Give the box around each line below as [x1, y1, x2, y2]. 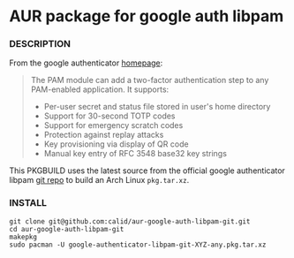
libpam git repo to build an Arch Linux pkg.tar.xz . [9, 175, 190, 186]
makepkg [9, 232, 38, 241]
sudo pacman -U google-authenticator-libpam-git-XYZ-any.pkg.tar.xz [9, 240, 267, 249]
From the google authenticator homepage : [9, 57, 163, 68]
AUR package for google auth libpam [9, 6, 284, 27]
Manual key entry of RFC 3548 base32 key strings [43, 148, 228, 159]
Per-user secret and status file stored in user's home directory [43, 102, 271, 112]
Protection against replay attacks [43, 130, 164, 140]
